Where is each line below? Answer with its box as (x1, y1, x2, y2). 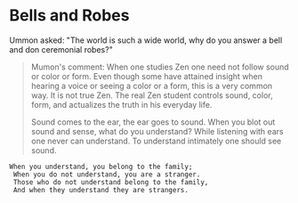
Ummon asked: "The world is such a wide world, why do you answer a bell (9, 35, 283, 45)
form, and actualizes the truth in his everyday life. (30, 99, 213, 110)
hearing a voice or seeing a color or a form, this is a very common (30, 80, 273, 91)
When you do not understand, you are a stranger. (12, 170, 201, 179)
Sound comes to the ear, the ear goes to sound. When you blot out (30, 117, 276, 127)
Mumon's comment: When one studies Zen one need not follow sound (30, 61, 289, 72)
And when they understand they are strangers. (12, 185, 189, 194)
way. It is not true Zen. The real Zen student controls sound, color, (30, 90, 273, 101)
